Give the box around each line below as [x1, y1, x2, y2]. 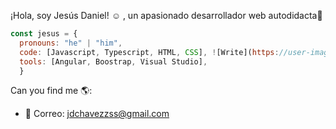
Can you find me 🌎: [10, 85, 93, 97]
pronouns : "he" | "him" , [19, 38, 123, 48]
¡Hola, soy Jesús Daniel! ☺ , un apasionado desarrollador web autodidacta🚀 [10, 10, 323, 21]
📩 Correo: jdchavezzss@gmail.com [24, 108, 170, 120]
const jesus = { [10, 29, 78, 39]
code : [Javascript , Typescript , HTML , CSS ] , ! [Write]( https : [19, 47, 280, 57]
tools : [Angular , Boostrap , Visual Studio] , [19, 56, 208, 67]
